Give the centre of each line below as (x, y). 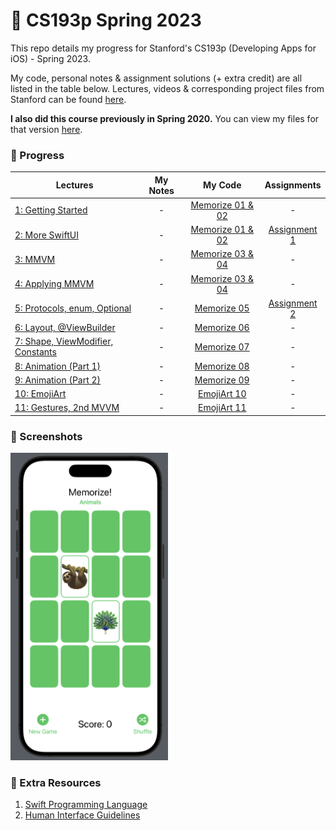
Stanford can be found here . (68, 99)
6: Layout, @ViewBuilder (65, 328)
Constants (35, 352)
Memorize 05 (222, 308)
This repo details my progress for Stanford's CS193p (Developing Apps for (163, 48)
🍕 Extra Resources (56, 782)
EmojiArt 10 (222, 394)
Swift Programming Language (86, 805)
